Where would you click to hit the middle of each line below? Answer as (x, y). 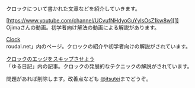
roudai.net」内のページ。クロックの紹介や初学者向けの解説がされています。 (99, 46)
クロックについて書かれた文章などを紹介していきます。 (73, 9)
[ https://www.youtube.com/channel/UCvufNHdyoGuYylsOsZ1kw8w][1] (92, 20)
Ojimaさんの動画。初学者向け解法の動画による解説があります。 (83, 27)
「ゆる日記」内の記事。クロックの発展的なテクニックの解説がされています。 (99, 66)
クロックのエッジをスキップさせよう (50, 59)
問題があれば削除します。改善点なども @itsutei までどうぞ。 (79, 79)
